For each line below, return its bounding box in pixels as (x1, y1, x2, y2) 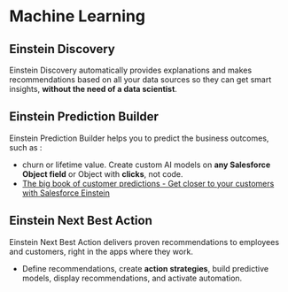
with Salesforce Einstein (21, 188, 111, 198)
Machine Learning (9, 6, 146, 27)
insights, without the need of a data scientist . (9, 84, 177, 94)
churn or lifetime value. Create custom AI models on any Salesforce (21, 159, 271, 170)
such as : (9, 142, 43, 152)
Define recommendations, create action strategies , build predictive (21, 263, 269, 273)
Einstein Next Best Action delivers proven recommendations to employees (9, 236, 280, 247)
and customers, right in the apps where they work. (9, 246, 193, 257)
